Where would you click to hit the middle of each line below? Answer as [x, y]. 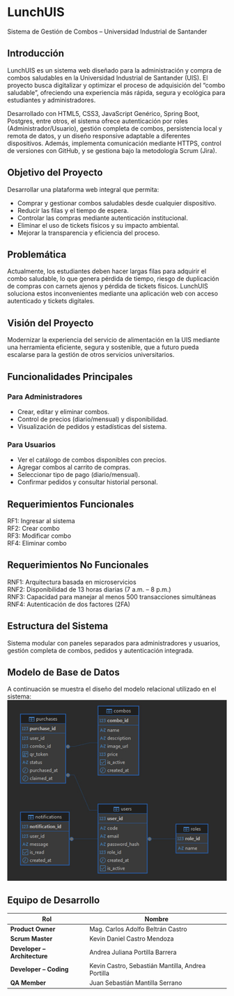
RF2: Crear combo [34, 528]
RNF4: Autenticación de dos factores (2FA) [69, 604]
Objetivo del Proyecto [55, 173]
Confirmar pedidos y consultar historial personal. [87, 482]
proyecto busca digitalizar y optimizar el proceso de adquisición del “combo [116, 85]
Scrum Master [31, 939]
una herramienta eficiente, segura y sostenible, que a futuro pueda [103, 347]
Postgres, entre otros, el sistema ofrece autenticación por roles [97, 121]
